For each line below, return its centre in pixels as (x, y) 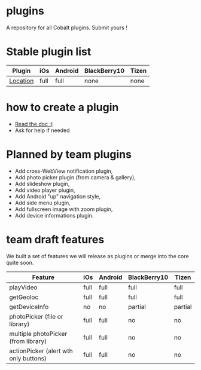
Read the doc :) (34, 124)
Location (22, 81)
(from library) (28, 341)
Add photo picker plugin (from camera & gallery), (75, 177)
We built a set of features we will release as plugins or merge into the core (98, 256)
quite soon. (20, 262)
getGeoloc (24, 297)
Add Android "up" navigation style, (57, 196)
